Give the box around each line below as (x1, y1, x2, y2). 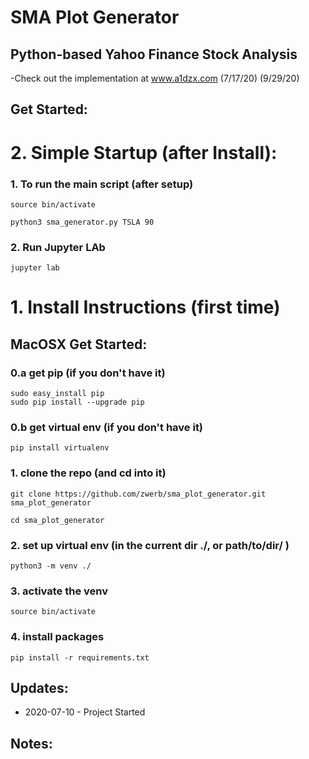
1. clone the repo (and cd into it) (10, 466, 167, 480)
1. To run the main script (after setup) (10, 177, 194, 191)
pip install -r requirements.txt (10, 652, 150, 663)
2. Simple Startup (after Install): (10, 141, 278, 164)
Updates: (10, 679, 69, 696)
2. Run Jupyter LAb (10, 240, 106, 254)
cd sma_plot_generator (10, 515, 105, 525)
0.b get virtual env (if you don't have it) (10, 420, 204, 434)
